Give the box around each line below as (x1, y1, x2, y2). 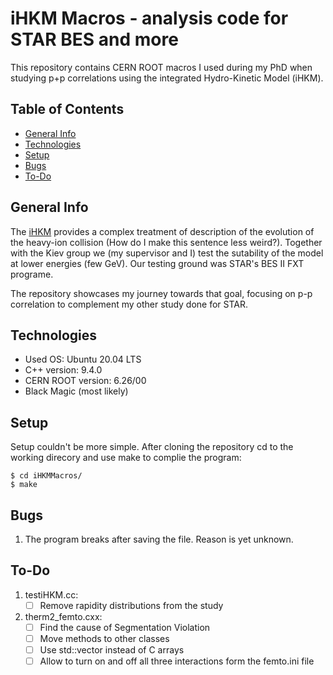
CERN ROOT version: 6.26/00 (24, 375, 147, 387)
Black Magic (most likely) (24, 385, 129, 397)
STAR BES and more (10, 28, 179, 51)
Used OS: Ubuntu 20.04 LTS (24, 353, 142, 366)
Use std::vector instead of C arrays (39, 644, 185, 656)
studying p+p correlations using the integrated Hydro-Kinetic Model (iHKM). (10, 72, 324, 84)
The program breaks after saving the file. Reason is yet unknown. (24, 533, 294, 545)
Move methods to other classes (39, 632, 170, 644)
